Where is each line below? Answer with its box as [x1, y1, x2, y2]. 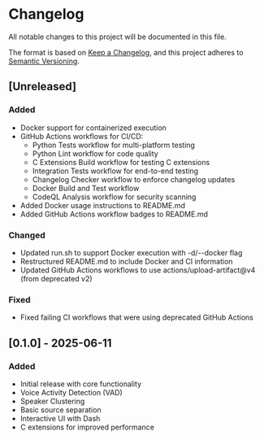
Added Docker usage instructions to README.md [19, 200, 185, 210]
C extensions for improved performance [19, 422, 154, 432]
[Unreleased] [8, 80, 77, 94]
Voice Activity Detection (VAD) [19, 387, 123, 397]
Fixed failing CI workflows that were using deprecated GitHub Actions [19, 312, 253, 322]
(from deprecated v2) [19, 273, 93, 283]
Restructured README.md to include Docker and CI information [19, 256, 233, 266]
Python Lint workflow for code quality [32, 148, 158, 159]
